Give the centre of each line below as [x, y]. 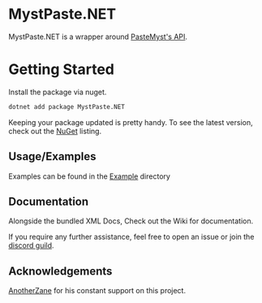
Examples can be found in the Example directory [89, 176]
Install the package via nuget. [58, 92]
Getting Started [62, 69]
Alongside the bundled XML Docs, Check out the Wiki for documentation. [131, 221]
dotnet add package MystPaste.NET [67, 106]
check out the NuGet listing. [55, 131]
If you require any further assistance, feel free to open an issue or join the [131, 237]
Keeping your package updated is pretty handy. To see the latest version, [131, 122]
